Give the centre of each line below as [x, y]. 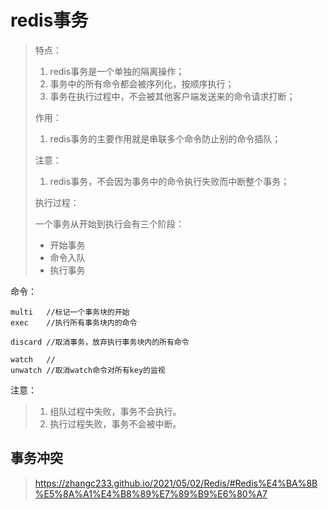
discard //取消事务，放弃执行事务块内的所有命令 [100, 342]
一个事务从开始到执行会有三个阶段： [109, 223]
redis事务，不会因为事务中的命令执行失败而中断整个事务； [169, 181]
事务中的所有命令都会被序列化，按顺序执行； [142, 83]
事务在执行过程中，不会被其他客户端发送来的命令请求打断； [172, 96]
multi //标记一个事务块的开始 [70, 312]
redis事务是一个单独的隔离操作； [117, 71]
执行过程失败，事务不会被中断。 [115, 423]
